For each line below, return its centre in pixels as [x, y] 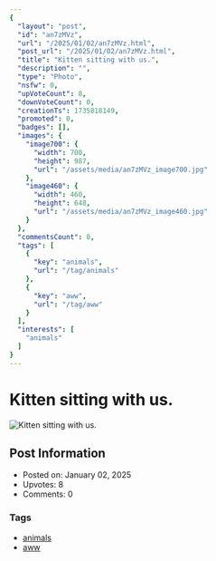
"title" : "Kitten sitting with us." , [89, 60]
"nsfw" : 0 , [38, 85]
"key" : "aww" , [60, 295]
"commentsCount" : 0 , [56, 237]
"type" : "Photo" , [50, 77]
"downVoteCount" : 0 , [56, 102]
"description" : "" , [54, 69]
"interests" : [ [46, 330]
